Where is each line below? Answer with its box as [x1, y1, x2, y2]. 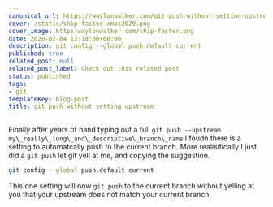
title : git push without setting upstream [8, 102, 154, 110]
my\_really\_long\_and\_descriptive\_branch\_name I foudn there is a [8, 133, 242, 143]
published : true [8, 50, 63, 58]
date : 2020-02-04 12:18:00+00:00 [8, 34, 122, 43]
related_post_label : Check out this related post [8, 65, 180, 73]
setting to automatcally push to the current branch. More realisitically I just [8, 142, 258, 152]
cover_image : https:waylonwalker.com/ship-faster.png [8, 27, 195, 35]
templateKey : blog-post [8, 95, 89, 103]
